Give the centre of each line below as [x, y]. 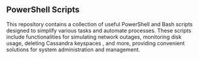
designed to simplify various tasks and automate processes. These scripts [99, 30]
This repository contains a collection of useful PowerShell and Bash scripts [99, 24]
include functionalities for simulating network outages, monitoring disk [94, 37]
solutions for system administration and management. [73, 49]
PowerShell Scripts [43, 10]
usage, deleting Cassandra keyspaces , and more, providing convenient [96, 43]
